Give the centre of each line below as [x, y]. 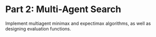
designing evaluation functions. [38, 28]
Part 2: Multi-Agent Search [63, 9]
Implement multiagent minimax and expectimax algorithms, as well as [78, 23]
